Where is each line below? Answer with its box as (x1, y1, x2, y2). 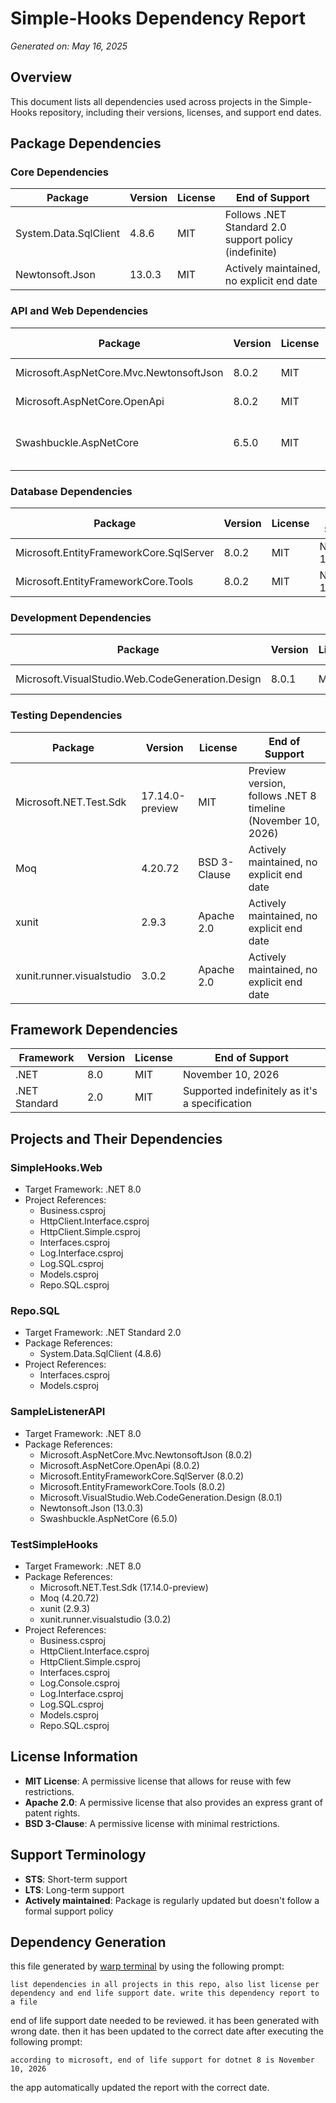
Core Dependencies (10, 165, 110, 179)
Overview (10, 69, 73, 86)
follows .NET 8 (248, 788, 317, 802)
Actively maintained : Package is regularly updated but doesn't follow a (24, 1894, 320, 1906)
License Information (10, 1748, 138, 1766)
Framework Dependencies (10, 1022, 178, 1039)
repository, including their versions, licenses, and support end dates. (39, 106, 322, 118)
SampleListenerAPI (10, 1405, 106, 1419)
